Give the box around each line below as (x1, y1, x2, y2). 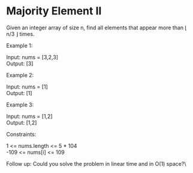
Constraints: (6, 130, 37, 138)
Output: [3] (6, 60, 34, 67)
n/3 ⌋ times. (6, 30, 35, 37)
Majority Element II (6, 4, 102, 18)
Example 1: (6, 42, 33, 49)
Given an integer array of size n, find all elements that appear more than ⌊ (6, 24, 188, 31)
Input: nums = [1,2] (6, 113, 53, 120)
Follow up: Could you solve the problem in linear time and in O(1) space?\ (6, 160, 186, 167)
